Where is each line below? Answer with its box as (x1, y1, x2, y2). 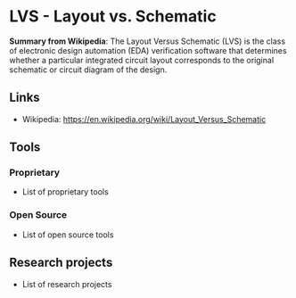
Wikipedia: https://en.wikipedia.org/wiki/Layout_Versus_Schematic (21, 113, 267, 124)
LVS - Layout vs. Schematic (9, 6, 217, 27)
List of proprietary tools (21, 186, 109, 197)
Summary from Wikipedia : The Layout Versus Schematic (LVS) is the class (9, 36, 286, 46)
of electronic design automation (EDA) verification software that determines (9, 45, 287, 55)
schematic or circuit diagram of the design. (9, 64, 168, 75)
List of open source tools (21, 229, 114, 240)
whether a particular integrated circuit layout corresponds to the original (9, 54, 275, 65)
